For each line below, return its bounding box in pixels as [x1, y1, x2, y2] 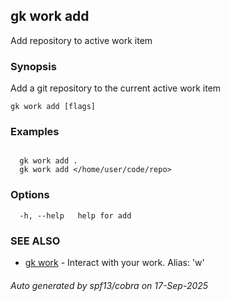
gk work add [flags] [10, 102, 97, 112]
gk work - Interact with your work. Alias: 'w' [24, 257, 205, 268]
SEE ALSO [10, 234, 61, 248]
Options [10, 188, 50, 202]
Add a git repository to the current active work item [10, 82, 222, 94]
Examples [10, 125, 60, 139]
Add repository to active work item [10, 34, 153, 46]
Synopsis [10, 59, 57, 73]
